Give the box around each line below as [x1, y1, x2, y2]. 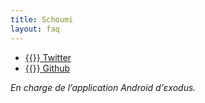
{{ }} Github [24, 62, 71, 74]
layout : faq [10, 24, 60, 34]
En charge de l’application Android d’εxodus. [10, 81, 197, 93]
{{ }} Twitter [24, 51, 72, 63]
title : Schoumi [10, 14, 74, 25]
